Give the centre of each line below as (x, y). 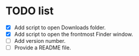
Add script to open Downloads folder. (60, 27)
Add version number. (40, 41)
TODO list (30, 11)
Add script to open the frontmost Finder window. (74, 34)
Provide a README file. (42, 48)
